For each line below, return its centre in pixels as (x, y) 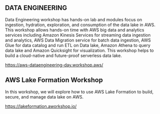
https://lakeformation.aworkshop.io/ (41, 106)
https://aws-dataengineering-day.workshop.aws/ (54, 65)
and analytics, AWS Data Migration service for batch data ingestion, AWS (78, 40)
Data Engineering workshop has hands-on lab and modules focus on (73, 19)
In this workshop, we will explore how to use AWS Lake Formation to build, (79, 92)
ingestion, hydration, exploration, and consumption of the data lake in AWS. (80, 25)
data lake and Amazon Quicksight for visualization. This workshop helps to (80, 50)
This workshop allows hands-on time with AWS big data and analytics (75, 30)
